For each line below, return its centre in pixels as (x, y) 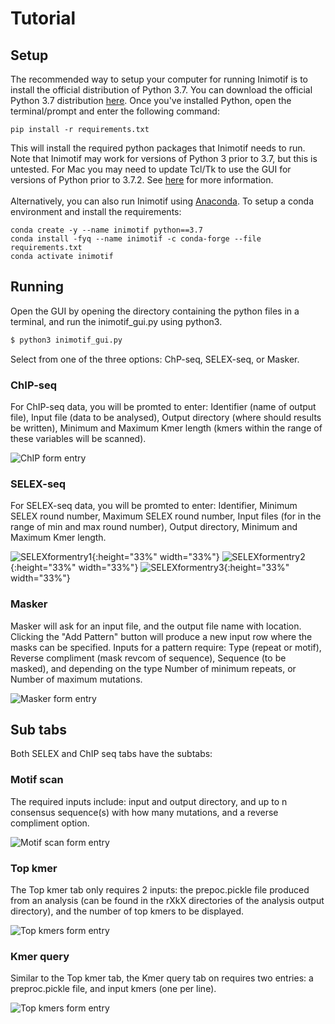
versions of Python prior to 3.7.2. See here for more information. (142, 180)
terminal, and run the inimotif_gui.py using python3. (116, 321)
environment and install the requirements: (96, 211)
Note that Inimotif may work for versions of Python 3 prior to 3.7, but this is (164, 158)
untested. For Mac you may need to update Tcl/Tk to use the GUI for (151, 169)
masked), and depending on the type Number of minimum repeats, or (153, 668)
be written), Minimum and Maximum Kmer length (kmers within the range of (166, 428)
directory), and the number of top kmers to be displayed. (127, 911)
